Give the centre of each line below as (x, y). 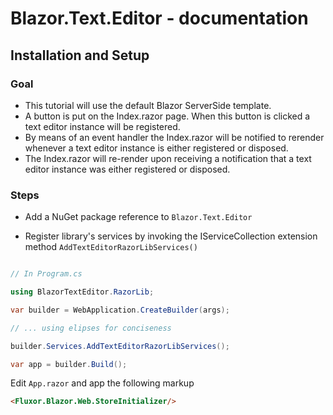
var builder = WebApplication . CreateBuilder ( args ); (120, 310)
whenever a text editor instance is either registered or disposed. (156, 148)
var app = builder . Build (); (69, 364)
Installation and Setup (80, 55)
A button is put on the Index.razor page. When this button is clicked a (167, 116)
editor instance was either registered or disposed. (127, 169)
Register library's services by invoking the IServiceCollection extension (171, 236)
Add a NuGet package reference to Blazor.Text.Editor (138, 217)
